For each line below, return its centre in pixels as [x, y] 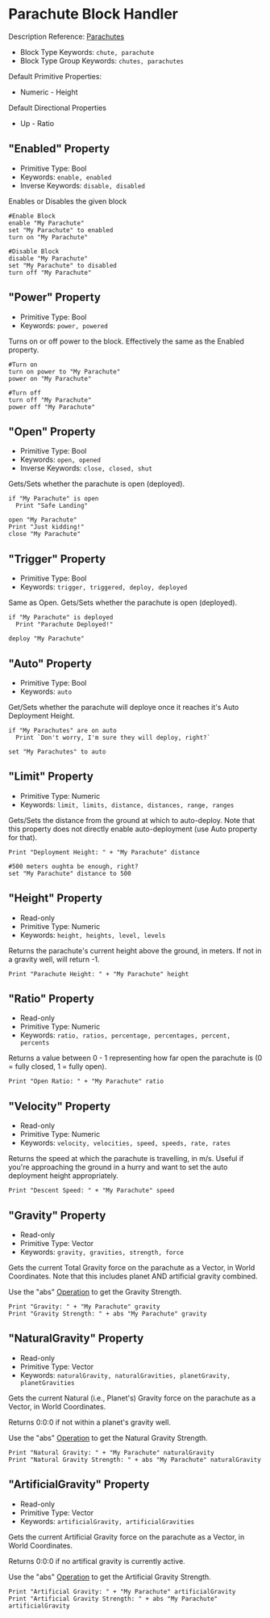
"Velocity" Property [60, 1106]
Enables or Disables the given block [68, 201]
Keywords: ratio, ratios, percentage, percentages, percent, [125, 1035]
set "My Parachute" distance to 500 [70, 873]
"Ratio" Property [51, 999]
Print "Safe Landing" [52, 506]
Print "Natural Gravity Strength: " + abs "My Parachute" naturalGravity [135, 1460]
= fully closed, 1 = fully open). [58, 1067]
